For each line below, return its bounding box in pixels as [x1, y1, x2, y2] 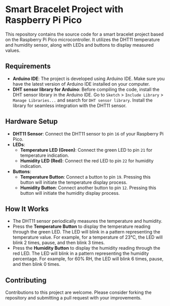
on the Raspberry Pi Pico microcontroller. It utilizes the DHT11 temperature [5, 37, 160, 43]
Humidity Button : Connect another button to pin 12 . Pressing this [20, 184, 156, 191]
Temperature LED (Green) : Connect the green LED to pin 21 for [20, 147, 153, 153]
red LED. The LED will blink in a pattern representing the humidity [12, 250, 149, 257]
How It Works [5, 205, 49, 213]
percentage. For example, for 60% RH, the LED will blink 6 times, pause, [12, 256, 164, 262]
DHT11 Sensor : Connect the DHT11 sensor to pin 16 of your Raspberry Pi [12, 130, 164, 137]
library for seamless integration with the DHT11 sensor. [12, 103, 127, 109]
